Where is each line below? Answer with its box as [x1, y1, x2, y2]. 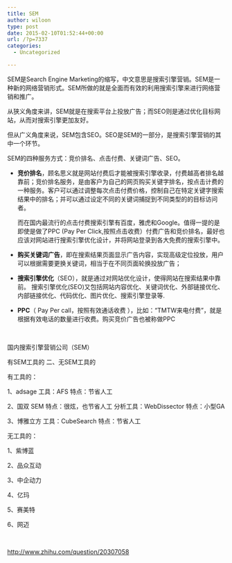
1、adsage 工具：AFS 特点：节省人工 [7, 387, 113, 395]
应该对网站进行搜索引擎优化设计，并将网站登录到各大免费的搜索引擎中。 [17, 236, 224, 244]
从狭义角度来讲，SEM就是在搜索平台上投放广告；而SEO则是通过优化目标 [7, 107, 215, 115]
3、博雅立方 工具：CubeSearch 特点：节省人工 [7, 416, 141, 425]
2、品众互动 [7, 461, 42, 469]
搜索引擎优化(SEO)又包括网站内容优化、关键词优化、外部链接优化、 [30, 282, 224, 291]
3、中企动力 [7, 475, 42, 484]
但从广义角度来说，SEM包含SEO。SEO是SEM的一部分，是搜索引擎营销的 [7, 130, 216, 139]
